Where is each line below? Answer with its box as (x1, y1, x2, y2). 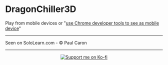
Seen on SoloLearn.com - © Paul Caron (5, 39, 87, 45)
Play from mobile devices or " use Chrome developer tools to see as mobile (5, 20, 159, 26)
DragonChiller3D (5, 3, 76, 15)
